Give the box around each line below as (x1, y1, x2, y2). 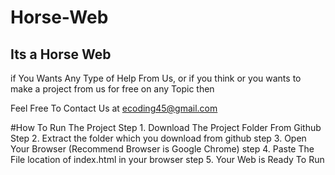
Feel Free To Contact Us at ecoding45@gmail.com (10, 102, 218, 114)
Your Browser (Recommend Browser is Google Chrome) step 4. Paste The (10, 143, 315, 155)
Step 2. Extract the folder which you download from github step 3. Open (10, 132, 307, 144)
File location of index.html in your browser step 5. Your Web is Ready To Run (10, 154, 325, 165)
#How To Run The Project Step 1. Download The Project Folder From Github (10, 122, 322, 133)
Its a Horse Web (10, 46, 112, 63)
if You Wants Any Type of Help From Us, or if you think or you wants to (10, 72, 302, 84)
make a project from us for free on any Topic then (10, 83, 215, 95)
